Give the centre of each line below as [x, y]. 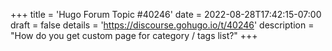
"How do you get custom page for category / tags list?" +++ [134, 35]
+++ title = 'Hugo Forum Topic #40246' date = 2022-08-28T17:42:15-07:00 [166, 14]
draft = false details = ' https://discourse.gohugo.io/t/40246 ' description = [162, 25]
